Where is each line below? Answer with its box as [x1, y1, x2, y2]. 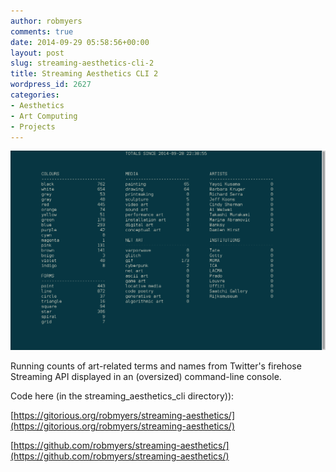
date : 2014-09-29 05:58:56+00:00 [10, 37, 150, 47]
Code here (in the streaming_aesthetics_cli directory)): [10, 390, 235, 402]
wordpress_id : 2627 [10, 80, 92, 90]
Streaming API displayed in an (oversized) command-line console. [10, 370, 282, 382]
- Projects [10, 121, 56, 132]
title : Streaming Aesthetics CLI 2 [10, 69, 159, 79]
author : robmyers [10, 16, 83, 26]
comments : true [10, 26, 74, 37]
